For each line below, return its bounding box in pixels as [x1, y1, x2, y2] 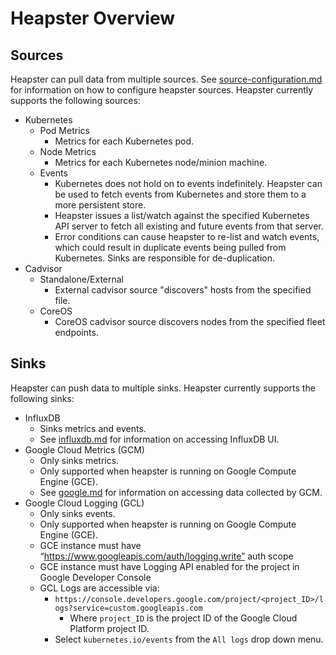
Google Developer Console [39, 571, 152, 583]
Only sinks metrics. [39, 454, 120, 466]
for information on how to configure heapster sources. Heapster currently [10, 84, 314, 96]
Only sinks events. [39, 507, 116, 519]
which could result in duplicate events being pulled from [54, 242, 287, 253]
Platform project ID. [69, 622, 150, 634]
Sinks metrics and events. [39, 422, 147, 434]
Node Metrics [39, 146, 97, 157]
